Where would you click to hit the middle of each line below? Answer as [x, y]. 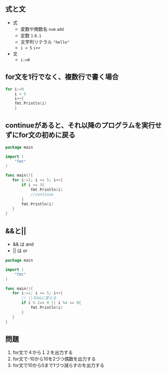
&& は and [23, 244]
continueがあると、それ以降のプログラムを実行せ [83, 126]
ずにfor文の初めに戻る [40, 135]
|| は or [20, 250]
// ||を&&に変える [39, 298]
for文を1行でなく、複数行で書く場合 [62, 77]
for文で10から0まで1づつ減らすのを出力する [59, 365]
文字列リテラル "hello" [45, 42]
